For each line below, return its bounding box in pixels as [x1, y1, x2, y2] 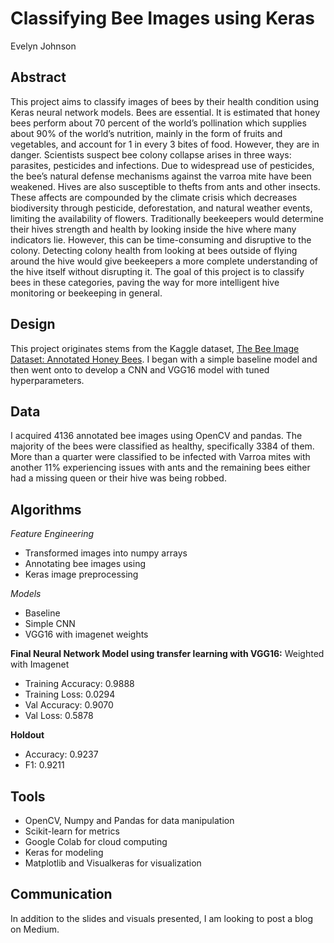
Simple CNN [24, 618, 76, 630]
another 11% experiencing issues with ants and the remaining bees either [10, 462, 311, 474]
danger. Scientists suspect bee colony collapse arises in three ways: [10, 148, 292, 161]
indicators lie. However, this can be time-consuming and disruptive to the [10, 233, 312, 246]
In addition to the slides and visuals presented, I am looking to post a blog [10, 912, 313, 924]
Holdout [10, 729, 45, 741]
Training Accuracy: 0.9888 [24, 678, 135, 690]
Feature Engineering [10, 528, 95, 540]
